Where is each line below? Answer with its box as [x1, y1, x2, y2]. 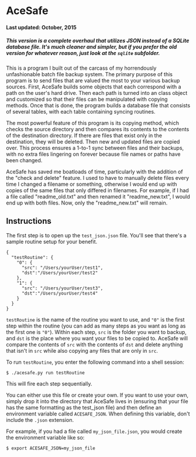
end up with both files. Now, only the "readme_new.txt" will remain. [6, 199, 168, 206]
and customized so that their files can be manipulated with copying [6, 96, 168, 103]
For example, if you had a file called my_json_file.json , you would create [6, 428, 183, 435]
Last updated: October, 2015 [6, 23, 77, 30]
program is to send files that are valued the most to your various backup [6, 77, 180, 84]
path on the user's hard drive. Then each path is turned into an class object [6, 89, 188, 96]
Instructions [6, 216, 51, 226]
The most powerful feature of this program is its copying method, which [6, 119, 180, 127]
